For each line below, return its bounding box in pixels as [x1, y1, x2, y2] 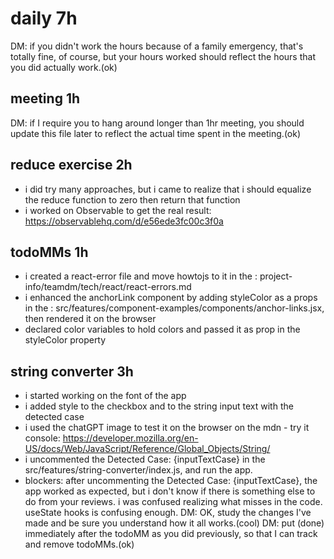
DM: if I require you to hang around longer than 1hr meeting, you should [10, 117, 305, 129]
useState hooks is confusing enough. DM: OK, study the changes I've [24, 507, 312, 519]
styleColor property [24, 334, 107, 346]
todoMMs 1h [10, 243, 89, 261]
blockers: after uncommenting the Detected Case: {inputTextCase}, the [24, 475, 318, 487]
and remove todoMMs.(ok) [24, 538, 135, 551]
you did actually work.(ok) [10, 61, 118, 73]
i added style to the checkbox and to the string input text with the [24, 400, 294, 412]
